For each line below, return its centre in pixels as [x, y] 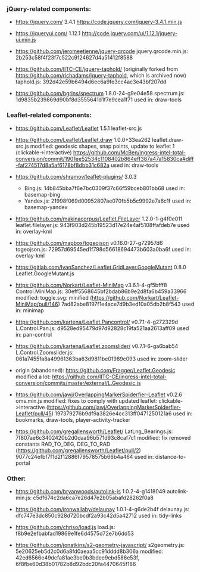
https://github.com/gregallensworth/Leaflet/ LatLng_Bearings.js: [94, 431]
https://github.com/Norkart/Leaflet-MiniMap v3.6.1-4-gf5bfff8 [91, 285]
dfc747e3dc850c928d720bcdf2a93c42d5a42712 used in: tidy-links [99, 515]
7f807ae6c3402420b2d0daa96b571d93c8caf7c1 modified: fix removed [103, 437]
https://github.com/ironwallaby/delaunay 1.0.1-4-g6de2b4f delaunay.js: [102, 509]
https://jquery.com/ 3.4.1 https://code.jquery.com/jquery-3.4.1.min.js [99, 22]
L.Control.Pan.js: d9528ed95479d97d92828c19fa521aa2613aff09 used [102, 328]
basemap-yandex [46, 207]
